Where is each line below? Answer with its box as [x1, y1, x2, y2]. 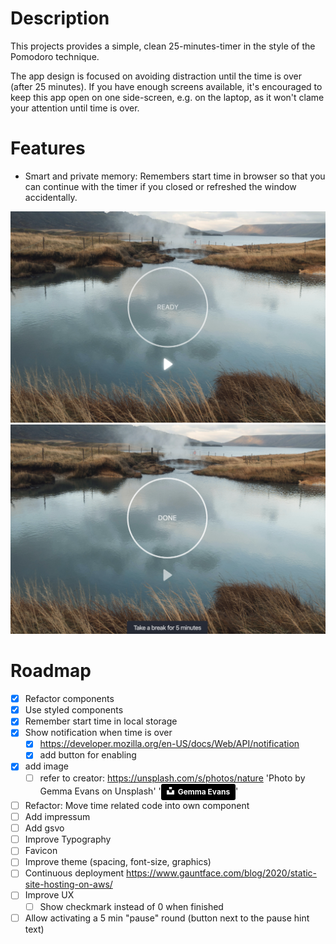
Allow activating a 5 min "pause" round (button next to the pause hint [24, 912, 310, 924]
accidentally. [24, 191, 78, 203]
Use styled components [24, 704, 124, 716]
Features [10, 137, 86, 160]
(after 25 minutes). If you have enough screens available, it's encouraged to [10, 80, 323, 92]
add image [24, 760, 69, 772]
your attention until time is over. [10, 102, 140, 114]
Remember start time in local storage [24, 715, 178, 727]
